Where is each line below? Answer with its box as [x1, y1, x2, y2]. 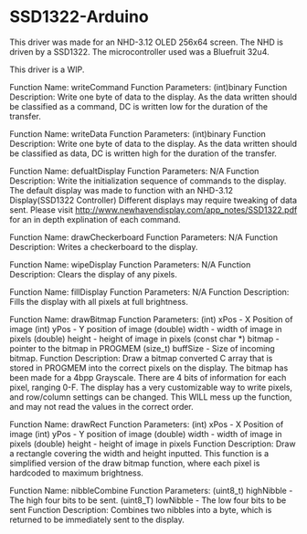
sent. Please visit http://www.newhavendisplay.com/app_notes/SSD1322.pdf [9, 204, 298, 215]
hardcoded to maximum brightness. [9, 467, 144, 478]
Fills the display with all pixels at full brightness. [9, 296, 189, 307]
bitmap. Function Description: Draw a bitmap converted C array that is [9, 352, 273, 363]
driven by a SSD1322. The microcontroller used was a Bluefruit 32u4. [9, 46, 270, 57]
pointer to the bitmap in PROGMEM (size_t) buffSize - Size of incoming [9, 342, 276, 353]
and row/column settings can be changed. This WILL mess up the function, [9, 391, 292, 403]
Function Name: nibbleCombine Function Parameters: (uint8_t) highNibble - [9, 485, 293, 496]
